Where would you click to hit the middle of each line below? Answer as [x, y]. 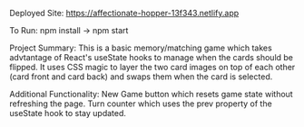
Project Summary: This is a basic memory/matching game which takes [141, 48]
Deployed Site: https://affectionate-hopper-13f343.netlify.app [124, 13]
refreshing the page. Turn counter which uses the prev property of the [141, 104]
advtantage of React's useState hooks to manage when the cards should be [151, 57]
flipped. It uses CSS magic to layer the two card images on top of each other [152, 67]
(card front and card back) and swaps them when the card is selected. [141, 77]
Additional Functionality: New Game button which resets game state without [151, 94]
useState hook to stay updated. [68, 113]
